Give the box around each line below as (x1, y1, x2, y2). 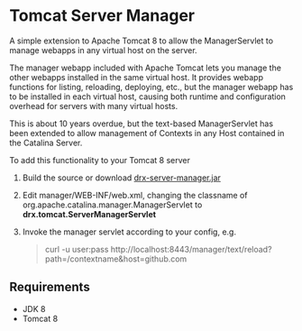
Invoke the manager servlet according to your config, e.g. (22, 226, 237, 237)
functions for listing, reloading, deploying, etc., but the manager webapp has (9, 81, 294, 92)
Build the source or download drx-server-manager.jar (22, 172, 221, 183)
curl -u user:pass (44, 244, 109, 254)
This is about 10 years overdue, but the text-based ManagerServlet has (9, 118, 273, 129)
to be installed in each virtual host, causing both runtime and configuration (9, 91, 287, 102)
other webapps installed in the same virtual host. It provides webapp (9, 71, 264, 82)
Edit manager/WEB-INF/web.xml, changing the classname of (22, 189, 248, 200)
